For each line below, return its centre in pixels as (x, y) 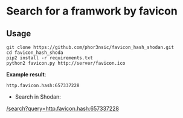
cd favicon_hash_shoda (35, 53)
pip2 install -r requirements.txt (50, 58)
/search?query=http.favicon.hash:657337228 (63, 108)
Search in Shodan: (38, 97)
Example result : (26, 74)
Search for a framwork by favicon (92, 11)
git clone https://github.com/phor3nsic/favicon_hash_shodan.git (90, 47)
